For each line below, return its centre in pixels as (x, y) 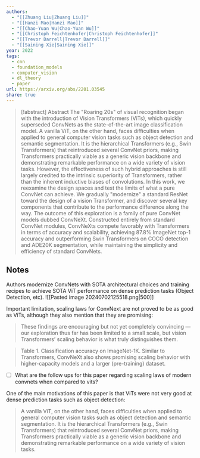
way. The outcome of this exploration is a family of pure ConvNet (100, 213)
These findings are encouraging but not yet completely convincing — (106, 326)
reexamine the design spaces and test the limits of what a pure (98, 188)
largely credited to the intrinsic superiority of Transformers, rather (101, 175)
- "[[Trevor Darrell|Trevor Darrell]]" (61, 39)
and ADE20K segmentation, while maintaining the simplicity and (99, 245)
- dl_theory (26, 78)
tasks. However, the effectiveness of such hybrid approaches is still (104, 169)
